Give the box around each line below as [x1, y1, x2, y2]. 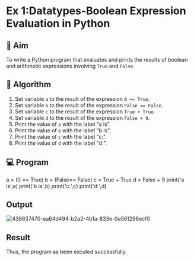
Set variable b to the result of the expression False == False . [14, 101, 163, 109]
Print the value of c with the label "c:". [14, 133, 107, 140]
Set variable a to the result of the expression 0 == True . [14, 95, 150, 102]
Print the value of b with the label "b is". [14, 126, 112, 134]
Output [6, 200, 33, 210]
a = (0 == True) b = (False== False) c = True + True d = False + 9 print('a [6, 176, 185, 183]
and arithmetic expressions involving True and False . [6, 62, 135, 69]
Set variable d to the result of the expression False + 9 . [14, 114, 150, 121]
